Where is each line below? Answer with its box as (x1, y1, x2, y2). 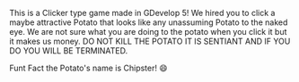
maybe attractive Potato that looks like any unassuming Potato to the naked (9, 17, 288, 28)
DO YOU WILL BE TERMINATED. (9, 45, 128, 56)
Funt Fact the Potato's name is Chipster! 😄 (9, 62, 168, 73)
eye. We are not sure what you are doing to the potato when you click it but (9, 27, 287, 37)
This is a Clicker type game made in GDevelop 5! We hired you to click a (9, 8, 276, 18)
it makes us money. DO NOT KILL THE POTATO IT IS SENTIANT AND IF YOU (9, 36, 291, 46)
